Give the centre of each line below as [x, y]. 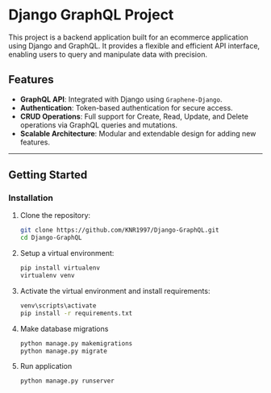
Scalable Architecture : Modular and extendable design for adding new [138, 133]
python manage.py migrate [63, 351]
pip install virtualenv [60, 268]
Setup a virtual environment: [67, 253]
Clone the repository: [55, 215]
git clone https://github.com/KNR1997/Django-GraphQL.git [119, 230]
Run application [46, 366]
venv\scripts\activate [58, 305]
